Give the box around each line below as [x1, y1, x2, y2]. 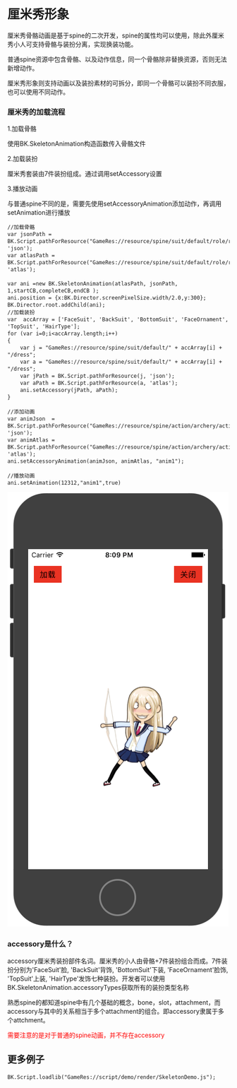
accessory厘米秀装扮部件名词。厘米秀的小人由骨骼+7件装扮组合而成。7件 [7, 957, 222, 965]
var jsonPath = [7, 231, 52, 238]
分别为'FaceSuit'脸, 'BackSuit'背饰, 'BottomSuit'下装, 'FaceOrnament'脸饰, [13, 965, 229, 974]
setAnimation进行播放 [7, 208, 71, 217]
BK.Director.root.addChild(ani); [7, 302, 106, 309]
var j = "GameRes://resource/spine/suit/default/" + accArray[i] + [20, 344, 222, 352]
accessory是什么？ [7, 939, 74, 949]
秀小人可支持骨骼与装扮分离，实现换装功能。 [7, 40, 138, 48]
